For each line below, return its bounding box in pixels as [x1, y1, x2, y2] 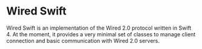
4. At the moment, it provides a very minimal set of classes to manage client [6, 30, 196, 38]
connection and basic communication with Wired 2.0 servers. [6, 37, 160, 44]
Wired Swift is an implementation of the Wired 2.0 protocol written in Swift [6, 24, 192, 31]
